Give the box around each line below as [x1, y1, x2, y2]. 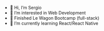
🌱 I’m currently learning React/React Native [9, 20, 99, 26]
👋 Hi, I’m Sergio [9, 5, 42, 10]
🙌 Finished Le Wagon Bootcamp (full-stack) [9, 15, 100, 21]
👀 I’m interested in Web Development [9, 10, 86, 16]
